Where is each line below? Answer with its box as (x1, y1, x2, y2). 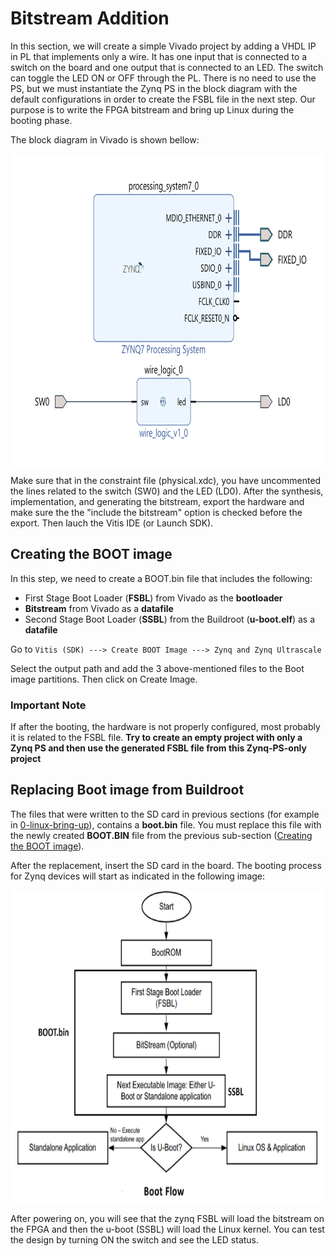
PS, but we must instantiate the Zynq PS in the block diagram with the (10, 82, 298, 94)
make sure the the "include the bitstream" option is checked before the (10, 506, 303, 518)
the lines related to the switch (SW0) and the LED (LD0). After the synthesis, (10, 485, 324, 497)
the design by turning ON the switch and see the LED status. (10, 1233, 260, 1246)
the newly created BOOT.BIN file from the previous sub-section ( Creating (10, 829, 313, 841)
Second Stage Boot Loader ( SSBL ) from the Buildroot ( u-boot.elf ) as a (24, 613, 316, 625)
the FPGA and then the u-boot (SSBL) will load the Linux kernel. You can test (10, 1223, 325, 1235)
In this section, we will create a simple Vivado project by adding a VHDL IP (10, 40, 317, 52)
